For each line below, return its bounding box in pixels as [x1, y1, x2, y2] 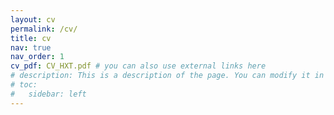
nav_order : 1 [10, 52, 65, 62]
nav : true [10, 42, 52, 53]
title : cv [10, 33, 52, 43]
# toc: [10, 80, 38, 90]
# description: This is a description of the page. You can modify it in [10, 71, 325, 81]
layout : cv [10, 14, 56, 25]
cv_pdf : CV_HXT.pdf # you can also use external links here [10, 61, 267, 71]
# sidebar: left [10, 89, 87, 99]
